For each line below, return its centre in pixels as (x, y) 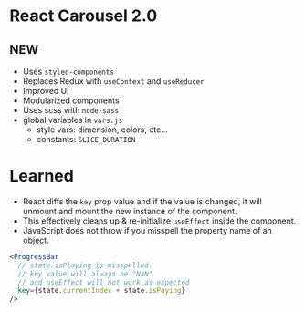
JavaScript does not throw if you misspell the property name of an (147, 230)
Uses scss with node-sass (71, 110)
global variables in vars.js (73, 120)
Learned (42, 177)
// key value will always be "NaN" (85, 274)
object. (36, 240)
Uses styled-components (68, 71)
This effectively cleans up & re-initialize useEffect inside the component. (159, 221)
